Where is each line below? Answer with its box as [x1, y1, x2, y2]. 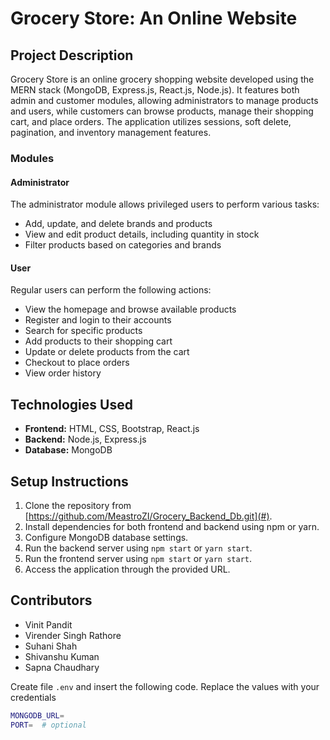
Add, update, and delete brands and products [24, 218, 213, 230]
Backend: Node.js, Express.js [24, 433, 147, 446]
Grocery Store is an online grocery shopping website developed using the [10, 73, 315, 85]
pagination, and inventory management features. [10, 127, 212, 138]
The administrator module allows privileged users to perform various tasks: [10, 198, 320, 211]
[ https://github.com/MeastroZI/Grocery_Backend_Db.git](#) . [24, 510, 273, 522]
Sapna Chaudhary [24, 661, 100, 673]
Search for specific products [24, 325, 143, 337]
